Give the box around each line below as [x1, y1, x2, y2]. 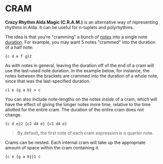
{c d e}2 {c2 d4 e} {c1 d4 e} [5, 121, 67, 126]
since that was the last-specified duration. [5, 78, 91, 84]
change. [5, 111, 22, 118]
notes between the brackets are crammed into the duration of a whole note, [5, 73, 159, 79]
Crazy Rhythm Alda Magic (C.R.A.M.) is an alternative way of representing [5, 19, 159, 25]
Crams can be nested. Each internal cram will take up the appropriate [5, 139, 146, 145]
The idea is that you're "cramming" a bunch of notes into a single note [5, 34, 148, 40]
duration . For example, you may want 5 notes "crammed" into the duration [5, 39, 156, 45]
